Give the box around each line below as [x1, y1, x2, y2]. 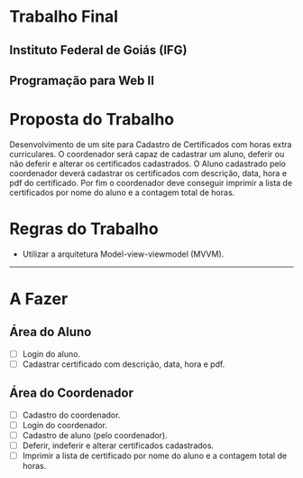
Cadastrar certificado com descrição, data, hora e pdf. [22, 359, 225, 370]
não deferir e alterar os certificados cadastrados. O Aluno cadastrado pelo [9, 158, 287, 169]
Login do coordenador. [22, 419, 108, 430]
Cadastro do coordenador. [22, 409, 121, 420]
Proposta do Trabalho [9, 109, 175, 130]
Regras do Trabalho [9, 219, 160, 239]
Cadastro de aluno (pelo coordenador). [22, 429, 169, 440]
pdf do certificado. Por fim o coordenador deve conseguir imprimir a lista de [9, 177, 293, 188]
